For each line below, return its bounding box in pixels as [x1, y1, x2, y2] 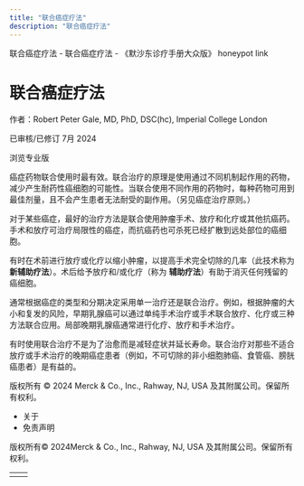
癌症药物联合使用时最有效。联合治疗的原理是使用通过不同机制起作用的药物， [9, 172, 295, 182]
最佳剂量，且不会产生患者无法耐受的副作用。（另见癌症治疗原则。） [9, 194, 255, 205]
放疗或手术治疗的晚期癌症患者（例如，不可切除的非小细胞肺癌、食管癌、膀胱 [9, 350, 295, 361]
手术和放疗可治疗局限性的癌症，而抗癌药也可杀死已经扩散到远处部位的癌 [9, 225, 279, 236]
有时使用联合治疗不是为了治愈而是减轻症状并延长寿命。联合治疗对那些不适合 [9, 339, 295, 350]
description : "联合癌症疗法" [9, 22, 111, 31]
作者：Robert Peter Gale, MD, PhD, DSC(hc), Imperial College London [9, 114, 268, 125]
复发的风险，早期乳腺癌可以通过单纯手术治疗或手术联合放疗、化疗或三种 [24, 308, 295, 319]
